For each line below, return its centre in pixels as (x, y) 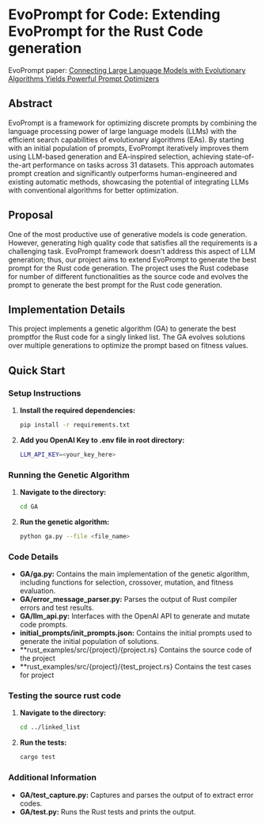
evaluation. (38, 591)
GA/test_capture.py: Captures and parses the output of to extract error (136, 795)
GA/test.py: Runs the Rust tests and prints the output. (108, 811)
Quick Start (37, 370)
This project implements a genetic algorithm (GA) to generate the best (122, 329)
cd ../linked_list (50, 727)
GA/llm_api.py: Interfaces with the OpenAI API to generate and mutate (135, 616)
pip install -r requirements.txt (75, 425)
